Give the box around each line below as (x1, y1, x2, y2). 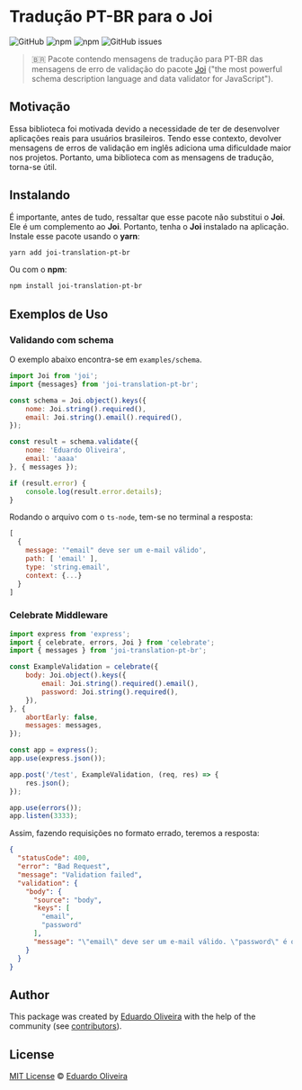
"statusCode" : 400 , (17, 853, 91, 863)
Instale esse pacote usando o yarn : (9, 230, 141, 241)
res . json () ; (25, 779, 70, 788)
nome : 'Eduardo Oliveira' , (25, 446, 127, 455)
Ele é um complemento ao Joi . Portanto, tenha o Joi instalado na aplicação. (9, 221, 289, 231)
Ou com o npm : (9, 264, 67, 275)
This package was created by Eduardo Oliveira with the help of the (9, 1011, 256, 1022)
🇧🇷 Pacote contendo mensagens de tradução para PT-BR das (31, 53, 263, 64)
